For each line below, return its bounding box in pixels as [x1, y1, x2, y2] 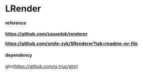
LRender [5, 3, 41, 14]
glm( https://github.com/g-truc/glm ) [5, 63, 78, 69]
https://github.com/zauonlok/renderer [5, 31, 88, 37]
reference [5, 19, 27, 25]
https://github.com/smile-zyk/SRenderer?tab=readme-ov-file [5, 40, 138, 46]
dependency [5, 52, 33, 58]
